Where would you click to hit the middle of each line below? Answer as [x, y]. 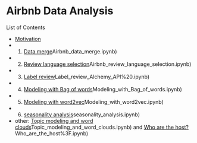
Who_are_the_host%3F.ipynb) [51, 133]
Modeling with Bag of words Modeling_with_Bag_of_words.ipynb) [103, 89]
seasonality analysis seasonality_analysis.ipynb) [82, 115]
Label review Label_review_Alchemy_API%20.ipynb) [87, 77]
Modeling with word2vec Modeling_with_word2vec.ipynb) [93, 101]
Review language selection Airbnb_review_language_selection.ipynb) [107, 64]
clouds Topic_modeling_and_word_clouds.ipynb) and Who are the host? [102, 127]
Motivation [28, 39]
